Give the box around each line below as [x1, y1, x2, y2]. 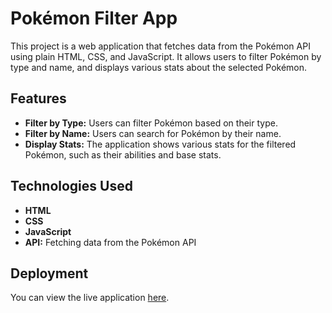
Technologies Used [10, 178, 133, 195]
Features [10, 90, 67, 107]
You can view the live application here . [10, 292, 170, 304]
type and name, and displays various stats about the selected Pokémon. [10, 61, 308, 73]
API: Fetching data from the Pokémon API [24, 236, 197, 248]
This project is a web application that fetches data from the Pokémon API [10, 40, 311, 52]
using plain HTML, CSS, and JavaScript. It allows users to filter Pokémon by [10, 50, 322, 62]
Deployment [10, 265, 89, 282]
